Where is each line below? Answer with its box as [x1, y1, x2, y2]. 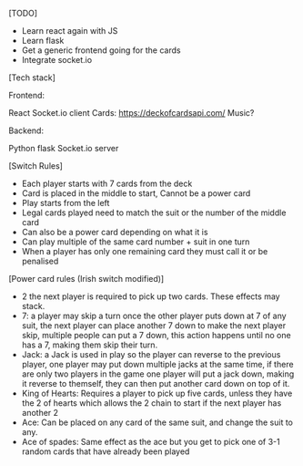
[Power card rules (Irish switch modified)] [8, 274, 165, 284]
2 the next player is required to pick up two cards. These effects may [21, 291, 280, 302]
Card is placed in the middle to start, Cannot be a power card [21, 188, 251, 199]
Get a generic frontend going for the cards [21, 45, 181, 56]
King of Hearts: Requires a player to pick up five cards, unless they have [21, 388, 293, 399]
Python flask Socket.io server [8, 143, 119, 153]
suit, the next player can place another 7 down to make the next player [21, 320, 287, 331]
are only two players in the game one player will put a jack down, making [21, 368, 295, 379]
